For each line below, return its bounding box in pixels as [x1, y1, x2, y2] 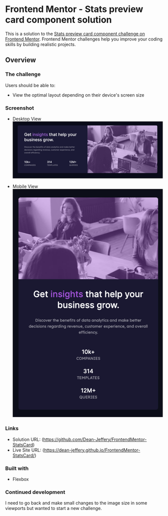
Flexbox [12, 476, 29, 482]
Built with [5, 464, 29, 471]
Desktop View [12, 116, 41, 122]
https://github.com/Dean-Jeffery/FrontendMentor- [43, 436, 147, 442]
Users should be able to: [5, 82, 56, 88]
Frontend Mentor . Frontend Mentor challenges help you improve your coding [5, 36, 163, 42]
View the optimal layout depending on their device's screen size [12, 92, 144, 98]
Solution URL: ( [12, 436, 43, 442]
